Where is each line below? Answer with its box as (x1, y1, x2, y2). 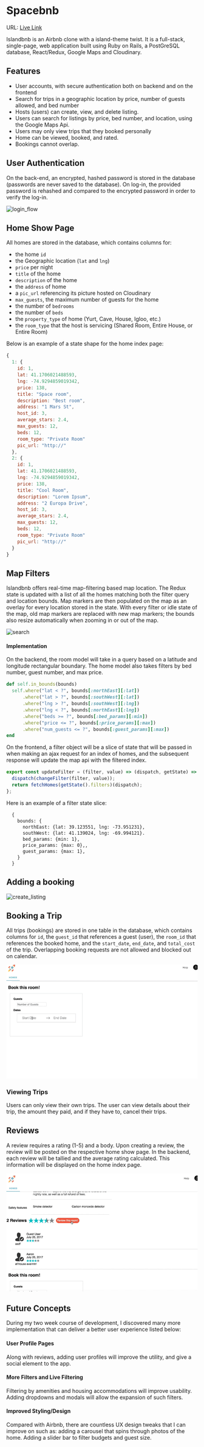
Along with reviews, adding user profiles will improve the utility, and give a (6, 1353, 192, 1361)
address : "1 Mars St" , (17, 404, 75, 410)
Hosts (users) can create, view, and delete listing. (15, 108, 139, 116)
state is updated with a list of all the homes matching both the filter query (6, 591, 189, 598)
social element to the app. (6, 1359, 72, 1367)
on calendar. (6, 953, 38, 960)
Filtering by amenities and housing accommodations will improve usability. (6, 1387, 192, 1394)
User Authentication (6, 158, 85, 168)
